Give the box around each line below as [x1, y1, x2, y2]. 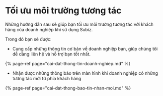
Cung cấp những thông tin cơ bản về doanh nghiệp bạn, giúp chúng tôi [12, 46, 158, 51]
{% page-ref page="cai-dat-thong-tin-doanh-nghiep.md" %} [5, 60, 131, 66]
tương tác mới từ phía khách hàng [12, 75, 81, 81]
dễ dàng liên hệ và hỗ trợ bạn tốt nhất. [12, 51, 91, 57]
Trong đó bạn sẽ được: [5, 36, 52, 42]
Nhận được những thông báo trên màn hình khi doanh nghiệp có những [12, 70, 158, 76]
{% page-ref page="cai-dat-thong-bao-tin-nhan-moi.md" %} [5, 85, 131, 91]
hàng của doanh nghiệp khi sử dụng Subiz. [5, 26, 93, 32]
